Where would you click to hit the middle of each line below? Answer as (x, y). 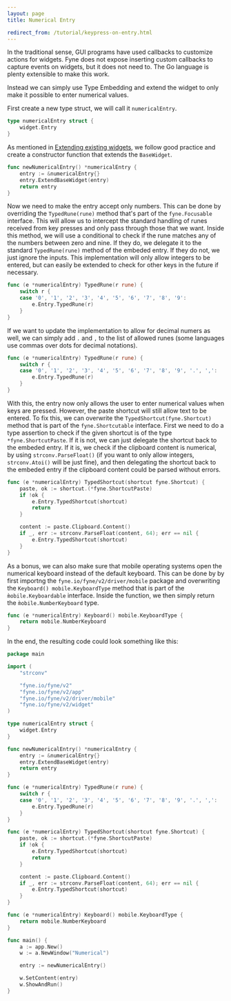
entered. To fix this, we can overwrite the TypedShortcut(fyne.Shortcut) (109, 418)
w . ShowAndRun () (41, 984)
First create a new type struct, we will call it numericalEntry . (92, 109)
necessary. (23, 272)
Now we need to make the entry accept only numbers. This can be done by (114, 206)
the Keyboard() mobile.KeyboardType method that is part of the (96, 588)
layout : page (26, 13)
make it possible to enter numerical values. (68, 95)
